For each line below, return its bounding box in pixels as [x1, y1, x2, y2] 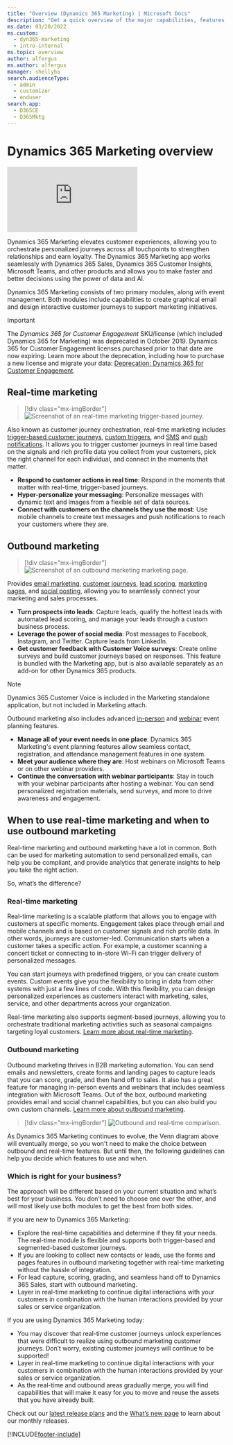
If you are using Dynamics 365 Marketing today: [7, 1316, 144, 1324]
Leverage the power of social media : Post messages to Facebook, [17, 629, 209, 639]
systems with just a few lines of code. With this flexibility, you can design [7, 985, 216, 993]
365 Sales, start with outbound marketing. [17, 1280, 137, 1288]
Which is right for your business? [7, 1171, 121, 1181]
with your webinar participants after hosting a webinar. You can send [17, 779, 214, 788]
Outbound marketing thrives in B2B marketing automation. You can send [7, 1060, 214, 1069]
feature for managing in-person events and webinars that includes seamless [7, 1083, 225, 1091]
